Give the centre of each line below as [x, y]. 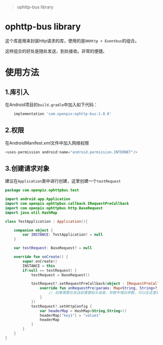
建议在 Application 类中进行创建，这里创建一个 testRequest [63, 181]
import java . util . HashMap [31, 213]
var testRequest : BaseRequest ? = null [53, 248]
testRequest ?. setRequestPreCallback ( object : [78, 284]
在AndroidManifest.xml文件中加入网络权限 [47, 143]
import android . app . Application [38, 199]
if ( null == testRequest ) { [50, 270]
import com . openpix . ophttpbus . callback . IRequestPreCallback [67, 204]
